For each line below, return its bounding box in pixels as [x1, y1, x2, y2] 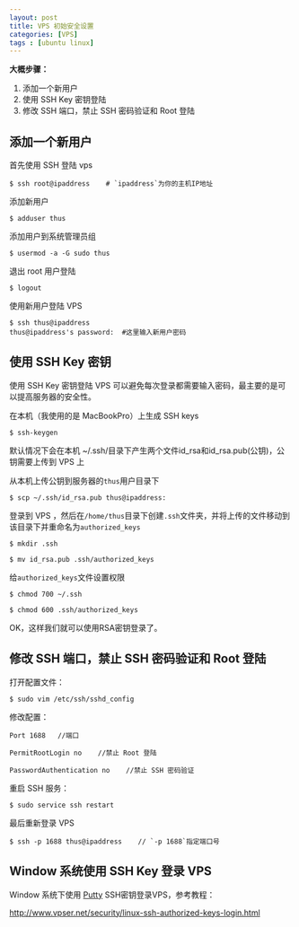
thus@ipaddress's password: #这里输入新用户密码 [9, 328, 187, 337]
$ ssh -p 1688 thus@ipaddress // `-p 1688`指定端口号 [9, 836, 220, 846]
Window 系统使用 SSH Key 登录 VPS [9, 863, 213, 879]
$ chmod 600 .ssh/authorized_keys [9, 605, 139, 615]
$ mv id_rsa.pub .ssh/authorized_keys [9, 555, 154, 564]
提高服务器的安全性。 [16, 391, 96, 402]
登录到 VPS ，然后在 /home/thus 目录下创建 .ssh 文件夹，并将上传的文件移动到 [9, 510, 290, 520]
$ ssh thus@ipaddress [9, 319, 91, 328]
